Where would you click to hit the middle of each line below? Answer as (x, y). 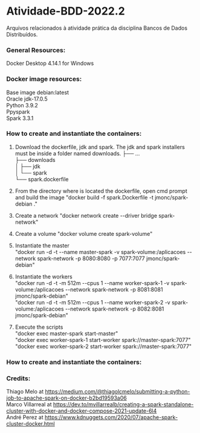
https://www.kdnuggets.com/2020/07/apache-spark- (111, 417)
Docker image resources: (44, 79)
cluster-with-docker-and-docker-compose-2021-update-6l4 (82, 411)
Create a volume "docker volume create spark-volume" (84, 233)
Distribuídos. (22, 34)
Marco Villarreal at (29, 404)
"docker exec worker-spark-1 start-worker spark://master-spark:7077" (103, 340)
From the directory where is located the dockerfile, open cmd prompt (101, 191)
